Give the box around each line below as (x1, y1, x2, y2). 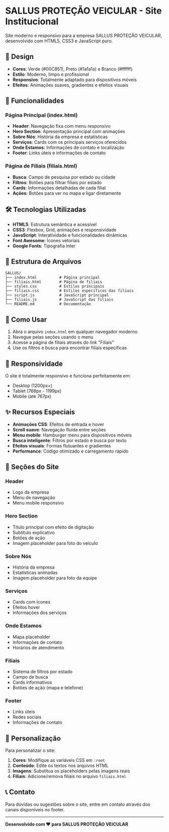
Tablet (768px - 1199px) (12, 387, 62, 394)
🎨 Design (5, 52, 34, 61)
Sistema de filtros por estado (12, 669, 73, 675)
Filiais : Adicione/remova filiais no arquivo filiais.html (12, 773, 127, 780)
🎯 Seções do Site (5, 463, 59, 471)
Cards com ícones (12, 599, 51, 605)
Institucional (5, 16, 59, 27)
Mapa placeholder (12, 634, 50, 640)
